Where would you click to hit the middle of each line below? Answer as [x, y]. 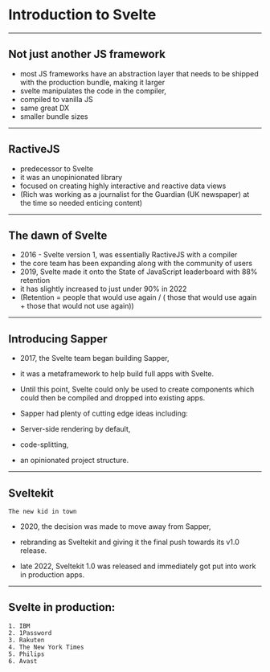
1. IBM [19, 626]
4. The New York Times [46, 647]
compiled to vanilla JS [57, 99]
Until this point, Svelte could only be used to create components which [137, 389]
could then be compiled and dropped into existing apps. [112, 398]
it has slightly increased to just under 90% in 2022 [103, 289]
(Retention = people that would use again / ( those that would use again [138, 297]
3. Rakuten [27, 640]
